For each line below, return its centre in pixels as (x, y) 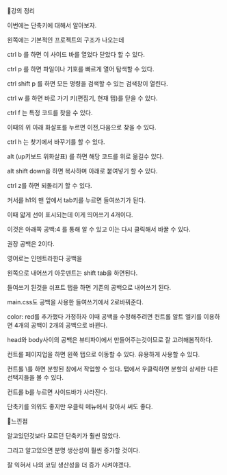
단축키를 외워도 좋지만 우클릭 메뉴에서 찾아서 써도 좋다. (80, 406)
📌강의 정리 (21, 11)
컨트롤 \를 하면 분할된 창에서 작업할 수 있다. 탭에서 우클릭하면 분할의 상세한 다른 (113, 369)
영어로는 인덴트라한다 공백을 (45, 258)
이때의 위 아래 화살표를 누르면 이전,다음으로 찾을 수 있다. (82, 127)
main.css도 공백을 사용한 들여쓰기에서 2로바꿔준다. (75, 302)
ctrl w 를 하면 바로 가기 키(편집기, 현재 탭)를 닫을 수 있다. (83, 98)
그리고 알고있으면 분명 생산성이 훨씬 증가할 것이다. (74, 450)
